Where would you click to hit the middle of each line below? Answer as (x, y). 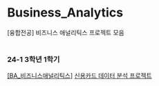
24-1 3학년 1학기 (34, 59)
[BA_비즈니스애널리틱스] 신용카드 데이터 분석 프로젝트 (79, 76)
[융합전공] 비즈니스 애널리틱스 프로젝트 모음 (66, 32)
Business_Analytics (65, 13)
